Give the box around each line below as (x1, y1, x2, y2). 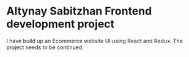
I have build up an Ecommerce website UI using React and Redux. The (6, 37, 183, 44)
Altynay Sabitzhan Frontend (6, 4, 152, 18)
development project (6, 17, 115, 31)
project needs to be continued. (6, 44, 84, 51)
